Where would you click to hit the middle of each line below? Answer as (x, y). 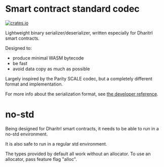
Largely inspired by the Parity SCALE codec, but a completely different (79, 78)
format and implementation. (34, 84)
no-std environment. (27, 134)
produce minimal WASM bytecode (48, 58)
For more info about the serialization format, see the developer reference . (82, 94)
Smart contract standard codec (73, 9)
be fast (20, 63)
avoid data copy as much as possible (51, 69)
